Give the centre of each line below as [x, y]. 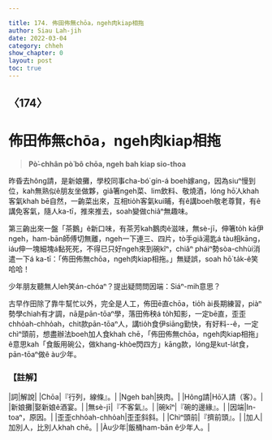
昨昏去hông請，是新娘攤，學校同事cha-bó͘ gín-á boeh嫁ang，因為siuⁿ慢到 [132, 181]
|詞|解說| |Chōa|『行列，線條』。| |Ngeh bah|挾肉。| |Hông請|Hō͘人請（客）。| [136, 397]
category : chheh [36, 45]
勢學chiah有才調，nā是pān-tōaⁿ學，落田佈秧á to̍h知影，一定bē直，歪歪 [127, 314]
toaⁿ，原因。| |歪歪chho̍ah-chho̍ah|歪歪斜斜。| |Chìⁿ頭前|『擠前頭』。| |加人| [136, 417]
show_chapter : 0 [36, 54]
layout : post [30, 61]
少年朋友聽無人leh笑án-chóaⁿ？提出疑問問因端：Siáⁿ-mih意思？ [114, 287]
